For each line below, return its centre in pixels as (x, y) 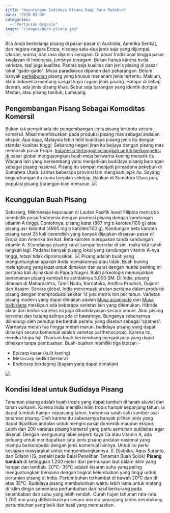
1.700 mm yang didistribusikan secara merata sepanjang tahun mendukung (84, 499)
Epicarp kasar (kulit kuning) (41, 353)
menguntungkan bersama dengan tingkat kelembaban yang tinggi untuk (81, 472)
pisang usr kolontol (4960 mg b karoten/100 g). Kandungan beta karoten (81, 228)
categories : (18, 19)
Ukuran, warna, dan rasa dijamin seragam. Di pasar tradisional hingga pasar (85, 55)
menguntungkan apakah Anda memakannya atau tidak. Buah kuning (77, 262)
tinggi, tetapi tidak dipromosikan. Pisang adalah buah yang (70, 256)
